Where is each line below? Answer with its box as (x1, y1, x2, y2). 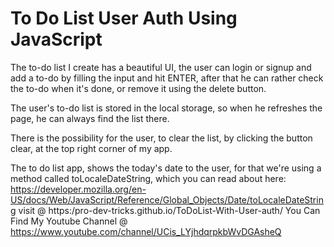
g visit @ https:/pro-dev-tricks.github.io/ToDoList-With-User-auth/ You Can (10, 204, 321, 216)
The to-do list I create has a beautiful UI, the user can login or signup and (10, 61, 312, 73)
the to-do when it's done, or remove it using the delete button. (10, 82, 267, 94)
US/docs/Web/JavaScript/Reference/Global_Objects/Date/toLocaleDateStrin (10, 193, 324, 206)
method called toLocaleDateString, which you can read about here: (10, 172, 287, 184)
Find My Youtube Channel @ (10, 215, 128, 227)
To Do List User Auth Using (10, 7, 238, 30)
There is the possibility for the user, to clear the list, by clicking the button (10, 132, 313, 144)
